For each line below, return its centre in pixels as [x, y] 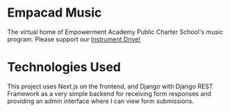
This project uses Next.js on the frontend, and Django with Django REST [110, 86]
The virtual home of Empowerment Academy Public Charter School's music [115, 32]
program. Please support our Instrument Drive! [74, 39]
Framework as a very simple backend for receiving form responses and [109, 93]
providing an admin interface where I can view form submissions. [101, 101]
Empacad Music [55, 13]
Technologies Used [64, 67]
